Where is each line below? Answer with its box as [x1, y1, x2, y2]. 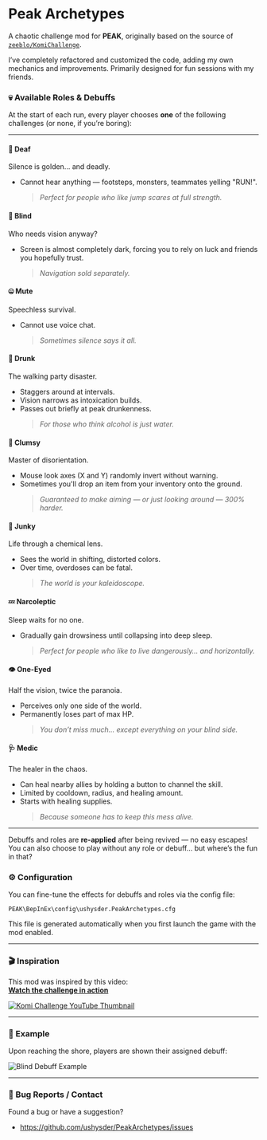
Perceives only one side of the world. [19, 701, 142, 710]
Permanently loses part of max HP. [19, 709, 134, 718]
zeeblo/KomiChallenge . [8, 39, 82, 49]
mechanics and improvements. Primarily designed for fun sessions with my [8, 63, 254, 73]
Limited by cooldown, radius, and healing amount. [19, 788, 184, 798]
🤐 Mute [8, 286, 33, 296]
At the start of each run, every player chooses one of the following [8, 110, 226, 120]
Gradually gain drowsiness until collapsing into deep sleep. [19, 631, 213, 640]
